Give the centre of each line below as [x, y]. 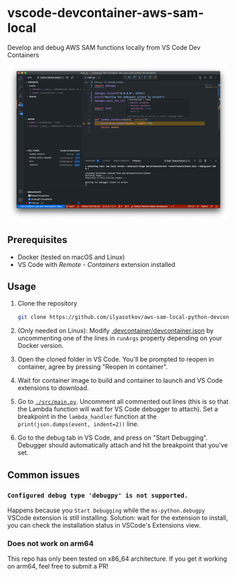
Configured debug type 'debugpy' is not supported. [98, 495]
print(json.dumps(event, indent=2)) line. [78, 424]
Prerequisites [37, 240]
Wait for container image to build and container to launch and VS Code [120, 380]
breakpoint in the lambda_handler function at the [87, 416]
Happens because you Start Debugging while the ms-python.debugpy [106, 510]
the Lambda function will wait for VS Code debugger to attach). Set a [118, 409]
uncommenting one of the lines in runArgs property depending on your [120, 338]
